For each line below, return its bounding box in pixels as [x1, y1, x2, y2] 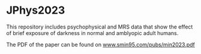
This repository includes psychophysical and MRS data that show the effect [6, 23, 193, 30]
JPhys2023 [6, 4, 65, 17]
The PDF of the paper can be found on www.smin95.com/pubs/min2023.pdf [6, 41, 195, 48]
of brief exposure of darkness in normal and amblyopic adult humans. [6, 29, 179, 36]
